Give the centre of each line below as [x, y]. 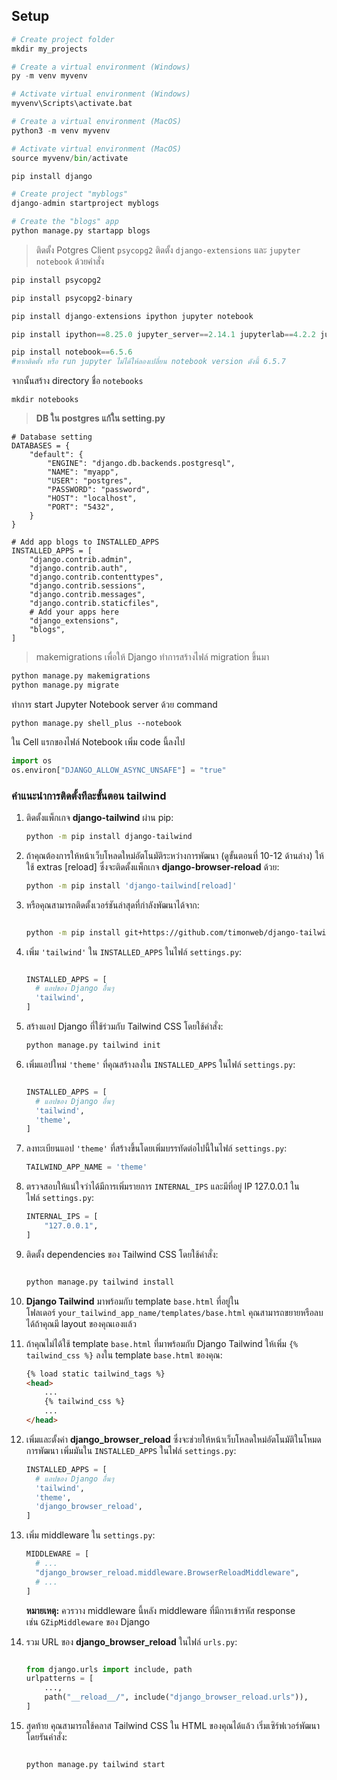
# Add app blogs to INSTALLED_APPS [85, 542]
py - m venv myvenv [49, 76]
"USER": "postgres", [90, 481]
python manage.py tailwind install [100, 1282]
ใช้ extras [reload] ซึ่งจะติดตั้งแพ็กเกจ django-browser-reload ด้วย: [152, 866]
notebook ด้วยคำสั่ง [70, 261]
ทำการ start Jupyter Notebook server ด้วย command [114, 704]
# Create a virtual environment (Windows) [101, 67]
